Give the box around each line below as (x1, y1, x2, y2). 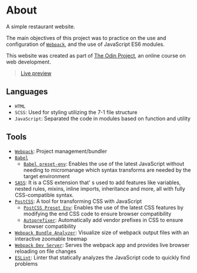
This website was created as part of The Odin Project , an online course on (6, 52, 186, 59)
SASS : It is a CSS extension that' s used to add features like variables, (14, 179, 181, 186)
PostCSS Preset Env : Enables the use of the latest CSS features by (23, 204, 183, 211)
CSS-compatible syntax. (14, 191, 74, 198)
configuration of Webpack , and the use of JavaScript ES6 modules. (6, 41, 165, 48)
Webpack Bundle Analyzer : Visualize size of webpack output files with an (14, 229, 189, 236)
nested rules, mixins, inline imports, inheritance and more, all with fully (14, 185, 185, 192)
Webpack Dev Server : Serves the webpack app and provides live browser (14, 241, 190, 248)
